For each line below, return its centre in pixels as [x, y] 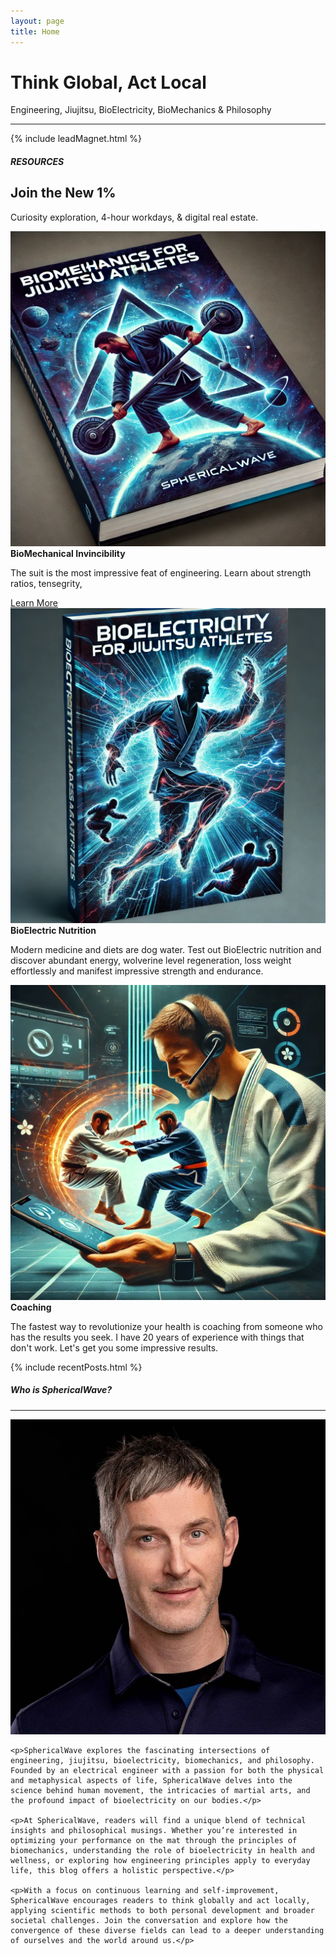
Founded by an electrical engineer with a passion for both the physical [167, 1770]
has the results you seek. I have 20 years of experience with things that [157, 1337]
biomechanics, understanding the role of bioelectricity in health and [162, 1850]
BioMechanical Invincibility [68, 553]
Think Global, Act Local [108, 82]
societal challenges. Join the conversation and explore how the [149, 1920]
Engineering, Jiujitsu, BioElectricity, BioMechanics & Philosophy [141, 110]
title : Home [35, 31]
